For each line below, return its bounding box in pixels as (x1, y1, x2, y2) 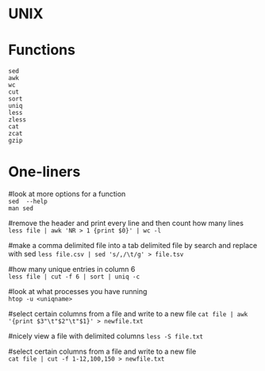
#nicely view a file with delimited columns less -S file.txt (8, 331, 204, 341)
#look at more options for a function (8, 189, 126, 199)
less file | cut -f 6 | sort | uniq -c (8, 273, 140, 281)
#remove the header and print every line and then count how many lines (8, 219, 244, 228)
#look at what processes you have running (8, 287, 148, 296)
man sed (8, 205, 34, 212)
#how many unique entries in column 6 (8, 265, 136, 274)
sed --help (8, 197, 48, 206)
